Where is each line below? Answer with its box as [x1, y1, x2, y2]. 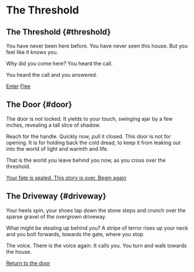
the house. [6, 248, 32, 255]
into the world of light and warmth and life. [6, 145, 108, 152]
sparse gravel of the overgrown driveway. [6, 213, 107, 220]
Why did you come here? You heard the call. [6, 60, 113, 67]
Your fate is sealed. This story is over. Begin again [6, 174, 127, 181]
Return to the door [6, 259, 50, 267]
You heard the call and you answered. [6, 72, 98, 78]
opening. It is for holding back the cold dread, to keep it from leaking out [6, 139, 181, 146]
